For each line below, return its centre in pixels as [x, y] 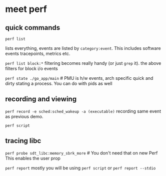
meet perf [26, 9]
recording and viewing [41, 99]
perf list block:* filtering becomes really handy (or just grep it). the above [83, 63]
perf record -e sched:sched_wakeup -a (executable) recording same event [83, 111]
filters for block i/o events [32, 69]
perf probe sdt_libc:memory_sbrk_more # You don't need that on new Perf [81, 153]
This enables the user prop [33, 158]
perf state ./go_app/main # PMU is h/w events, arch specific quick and [79, 78]
